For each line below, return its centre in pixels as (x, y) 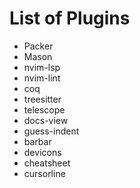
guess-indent (51, 131)
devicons (42, 152)
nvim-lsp (42, 67)
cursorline (44, 173)
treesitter (42, 99)
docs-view (46, 120)
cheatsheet (47, 163)
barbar (37, 141)
